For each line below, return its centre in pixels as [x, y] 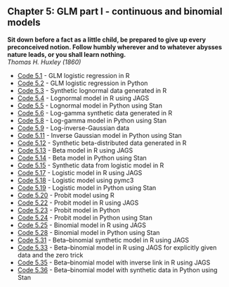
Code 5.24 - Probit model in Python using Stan [85, 217]
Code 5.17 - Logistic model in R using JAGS [80, 172]
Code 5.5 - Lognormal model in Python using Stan [90, 106]
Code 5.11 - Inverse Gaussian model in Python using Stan [100, 135]
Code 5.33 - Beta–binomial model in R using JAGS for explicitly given [117, 247]
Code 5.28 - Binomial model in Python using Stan [89, 232]
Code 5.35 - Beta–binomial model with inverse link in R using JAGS [114, 262]
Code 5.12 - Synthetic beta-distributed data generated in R [102, 143]
